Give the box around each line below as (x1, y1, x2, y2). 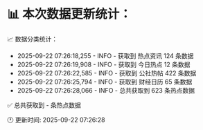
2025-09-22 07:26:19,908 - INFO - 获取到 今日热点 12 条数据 (17, 60, 191, 68)
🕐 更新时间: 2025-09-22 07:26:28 (7, 115, 105, 124)
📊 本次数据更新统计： (7, 6, 132, 22)
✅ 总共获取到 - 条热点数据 (7, 101, 82, 109)
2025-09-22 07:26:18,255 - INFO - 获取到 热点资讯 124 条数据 (17, 51, 194, 59)
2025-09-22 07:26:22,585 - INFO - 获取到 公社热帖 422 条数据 (17, 68, 197, 77)
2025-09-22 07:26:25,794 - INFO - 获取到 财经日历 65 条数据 (17, 77, 193, 86)
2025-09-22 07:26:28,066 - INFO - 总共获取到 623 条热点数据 (17, 86, 195, 94)
